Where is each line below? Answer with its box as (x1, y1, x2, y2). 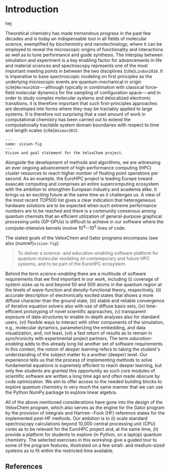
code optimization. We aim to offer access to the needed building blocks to (5, 378, 162, 384)
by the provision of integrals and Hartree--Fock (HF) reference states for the (5, 410, 165, 416)
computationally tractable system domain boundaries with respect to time (5, 122, 159, 128)
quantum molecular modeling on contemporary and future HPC (17, 255, 150, 261)
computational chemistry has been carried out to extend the (5, 116, 131, 122)
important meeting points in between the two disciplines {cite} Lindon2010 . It (5, 67, 163, 74)
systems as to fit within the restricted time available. (5, 448, 114, 454)
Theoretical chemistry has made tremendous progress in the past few (5, 30, 151, 36)
